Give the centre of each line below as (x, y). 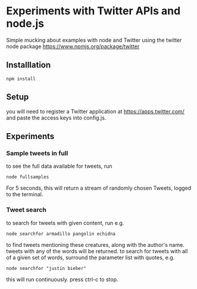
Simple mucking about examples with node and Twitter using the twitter (94, 40)
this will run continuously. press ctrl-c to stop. (62, 279)
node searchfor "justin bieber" (46, 268)
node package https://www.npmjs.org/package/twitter (73, 46)
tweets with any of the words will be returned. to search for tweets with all (97, 251)
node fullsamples (28, 177)
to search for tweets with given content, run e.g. (65, 223)
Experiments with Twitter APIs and (93, 11)
